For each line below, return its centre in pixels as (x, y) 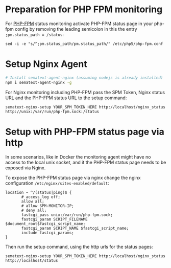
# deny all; (34, 210)
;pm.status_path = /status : (35, 34)
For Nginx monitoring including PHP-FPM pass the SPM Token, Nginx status (85, 92)
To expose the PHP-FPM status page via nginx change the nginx (73, 177)
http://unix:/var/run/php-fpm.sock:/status (52, 111)
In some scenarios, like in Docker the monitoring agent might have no (78, 157)
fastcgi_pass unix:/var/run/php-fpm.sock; (67, 215)
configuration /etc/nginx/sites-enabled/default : (57, 183)
